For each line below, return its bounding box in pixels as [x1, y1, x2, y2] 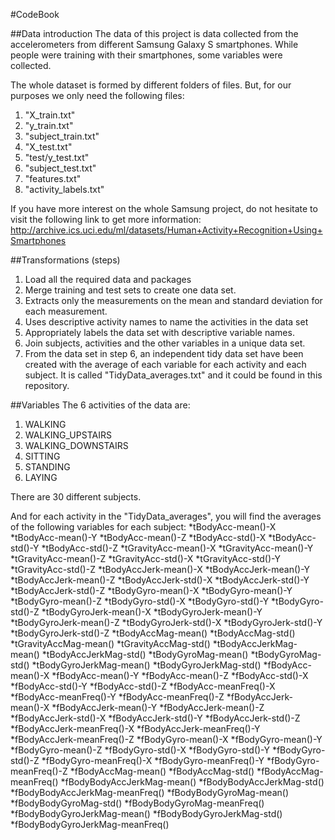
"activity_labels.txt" [24, 184, 105, 195]
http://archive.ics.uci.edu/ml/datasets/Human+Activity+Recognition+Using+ [10, 224, 323, 236]
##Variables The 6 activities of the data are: [10, 399, 191, 411]
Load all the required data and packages [24, 274, 192, 285]
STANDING [24, 461, 71, 473]
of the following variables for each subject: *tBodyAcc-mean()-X [10, 521, 277, 533]
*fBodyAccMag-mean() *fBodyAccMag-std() [69, 765, 255, 777]
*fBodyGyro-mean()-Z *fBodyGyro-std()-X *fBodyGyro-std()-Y [10, 744, 270, 756]
